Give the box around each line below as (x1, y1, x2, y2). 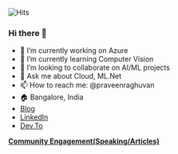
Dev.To (19, 121, 43, 131)
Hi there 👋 (8, 27, 48, 38)
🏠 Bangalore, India (19, 92, 84, 102)
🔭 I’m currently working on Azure (19, 46, 129, 55)
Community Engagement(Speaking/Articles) (8, 136, 160, 146)
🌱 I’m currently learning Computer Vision (19, 55, 154, 64)
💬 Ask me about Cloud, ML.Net (19, 71, 122, 81)
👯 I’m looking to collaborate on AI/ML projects (19, 63, 170, 72)
